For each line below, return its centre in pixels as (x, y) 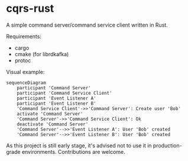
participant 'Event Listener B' (56, 103)
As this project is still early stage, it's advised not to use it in (79, 145)
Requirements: (24, 36)
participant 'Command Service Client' (64, 93)
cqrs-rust (30, 9)
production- (167, 145)
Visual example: (25, 72)
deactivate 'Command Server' (53, 124)
